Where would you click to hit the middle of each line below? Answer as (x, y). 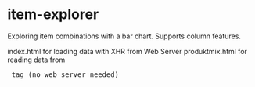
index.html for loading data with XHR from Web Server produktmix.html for (127, 51)
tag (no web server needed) (65, 74)
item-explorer (53, 14)
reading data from (36, 60)
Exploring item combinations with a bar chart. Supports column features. (124, 36)
